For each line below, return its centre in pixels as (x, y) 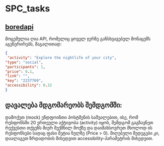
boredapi (19, 27)
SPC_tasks (28, 9)
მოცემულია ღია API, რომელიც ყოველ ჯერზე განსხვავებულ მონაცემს (78, 39)
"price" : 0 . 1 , (20, 72)
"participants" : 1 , (25, 67)
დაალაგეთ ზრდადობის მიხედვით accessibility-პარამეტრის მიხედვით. (79, 138)
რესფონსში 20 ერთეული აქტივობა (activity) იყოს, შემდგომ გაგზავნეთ (79, 122)
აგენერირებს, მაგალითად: (34, 44)
